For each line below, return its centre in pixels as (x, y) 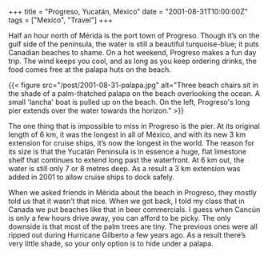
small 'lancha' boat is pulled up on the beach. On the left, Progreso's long (129, 102)
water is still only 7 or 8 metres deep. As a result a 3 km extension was (124, 168)
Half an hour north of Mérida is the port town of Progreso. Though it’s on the (134, 36)
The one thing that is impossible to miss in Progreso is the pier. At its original (134, 126)
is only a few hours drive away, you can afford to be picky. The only (120, 218)
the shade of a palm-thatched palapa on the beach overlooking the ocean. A (134, 94)
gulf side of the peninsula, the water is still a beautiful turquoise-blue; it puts (134, 44)
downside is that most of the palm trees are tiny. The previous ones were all (133, 226)
